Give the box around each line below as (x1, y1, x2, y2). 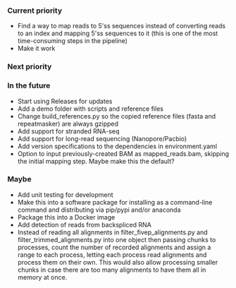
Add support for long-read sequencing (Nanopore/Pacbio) (17, 134, 187, 143)
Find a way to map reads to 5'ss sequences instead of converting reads (17, 22, 226, 30)
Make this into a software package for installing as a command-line (17, 198, 213, 206)
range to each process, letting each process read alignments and (17, 250, 207, 259)
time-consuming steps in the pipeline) (17, 37, 128, 45)
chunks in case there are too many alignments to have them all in (17, 265, 206, 274)
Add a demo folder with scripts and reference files (17, 104, 164, 113)
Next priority (7, 62, 52, 72)
